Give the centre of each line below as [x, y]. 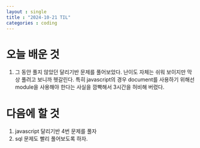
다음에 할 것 [33, 114]
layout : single [26, 12]
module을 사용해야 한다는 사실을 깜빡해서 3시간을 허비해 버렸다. [90, 87]
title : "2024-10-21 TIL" [38, 17]
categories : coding [32, 23]
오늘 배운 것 [33, 54]
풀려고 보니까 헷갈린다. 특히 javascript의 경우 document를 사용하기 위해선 [108, 80]
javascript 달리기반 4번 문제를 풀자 [56, 131]
